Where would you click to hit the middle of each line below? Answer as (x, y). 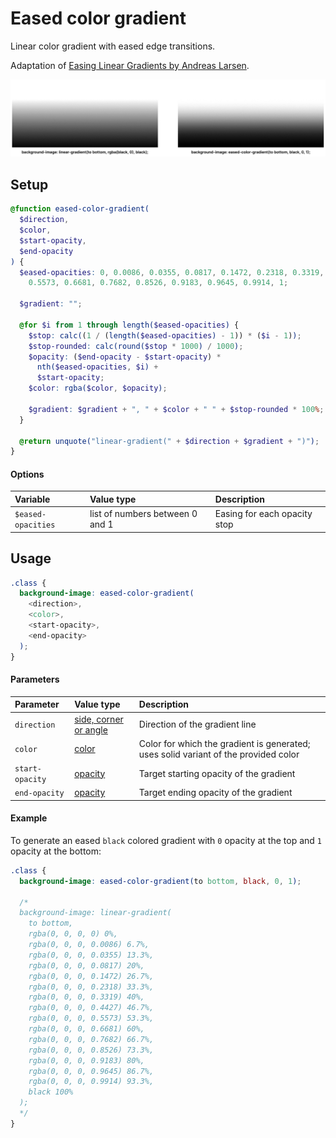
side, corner (99, 719)
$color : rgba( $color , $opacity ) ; (98, 388)
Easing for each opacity (263, 514)
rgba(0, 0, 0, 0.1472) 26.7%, (91, 976)
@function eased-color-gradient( (80, 209)
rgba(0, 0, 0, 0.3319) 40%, (86, 997)
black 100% (51, 1092)
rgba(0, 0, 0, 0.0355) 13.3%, (91, 955)
